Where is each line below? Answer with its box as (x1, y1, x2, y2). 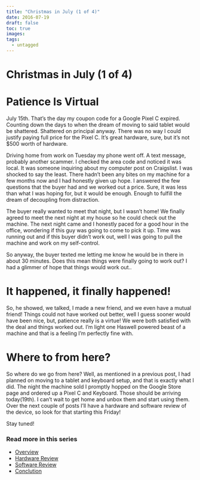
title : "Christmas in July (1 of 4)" (6, 8, 100, 15)
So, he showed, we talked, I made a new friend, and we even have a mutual (6, 304, 192, 311)
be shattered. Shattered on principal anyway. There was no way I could (6, 128, 181, 134)
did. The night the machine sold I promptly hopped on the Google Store (6, 383, 181, 390)
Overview (14, 448, 39, 456)
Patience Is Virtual (6, 95, 99, 109)
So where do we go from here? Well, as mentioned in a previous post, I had (6, 370, 191, 377)
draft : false (6, 20, 39, 26)
